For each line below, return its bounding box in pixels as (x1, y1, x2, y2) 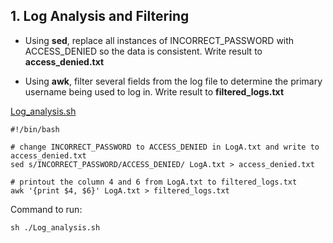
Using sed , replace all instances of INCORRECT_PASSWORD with (24, 34, 295, 46)
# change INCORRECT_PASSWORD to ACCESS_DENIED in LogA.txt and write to (10, 142, 320, 152)
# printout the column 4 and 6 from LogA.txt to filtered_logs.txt (10, 177, 298, 187)
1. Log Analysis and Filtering (10, 8, 190, 25)
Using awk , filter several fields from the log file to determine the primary (24, 75, 323, 87)
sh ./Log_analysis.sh (10, 222, 101, 233)
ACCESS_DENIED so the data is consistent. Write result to (24, 45, 263, 57)
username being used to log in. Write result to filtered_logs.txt (24, 85, 285, 98)
